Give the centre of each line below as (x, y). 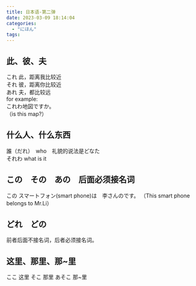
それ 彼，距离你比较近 (34, 84)
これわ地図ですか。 (31, 106)
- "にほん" (24, 29)
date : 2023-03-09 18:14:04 (41, 18)
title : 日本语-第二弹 (31, 12)
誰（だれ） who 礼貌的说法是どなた (53, 151)
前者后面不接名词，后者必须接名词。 (52, 240)
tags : (13, 35)
